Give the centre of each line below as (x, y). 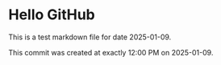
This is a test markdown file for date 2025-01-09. (90, 37)
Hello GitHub (52, 15)
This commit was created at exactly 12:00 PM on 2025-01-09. (111, 52)
